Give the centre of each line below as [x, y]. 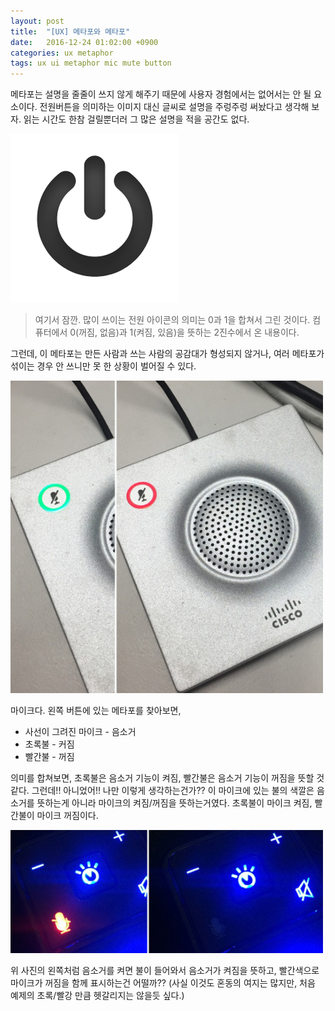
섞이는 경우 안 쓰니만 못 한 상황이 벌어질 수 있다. [103, 366]
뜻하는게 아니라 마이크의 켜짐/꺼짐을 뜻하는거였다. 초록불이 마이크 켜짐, [174, 803]
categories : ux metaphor [62, 53]
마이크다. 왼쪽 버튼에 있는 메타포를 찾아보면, [96, 711]
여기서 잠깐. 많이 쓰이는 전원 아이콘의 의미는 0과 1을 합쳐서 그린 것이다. [172, 320]
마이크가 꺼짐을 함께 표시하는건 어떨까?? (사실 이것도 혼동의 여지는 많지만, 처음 [163, 983]
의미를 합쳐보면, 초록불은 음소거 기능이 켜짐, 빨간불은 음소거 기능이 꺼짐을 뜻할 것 [167, 778]
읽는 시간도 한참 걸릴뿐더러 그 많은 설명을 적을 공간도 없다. [136, 119]
